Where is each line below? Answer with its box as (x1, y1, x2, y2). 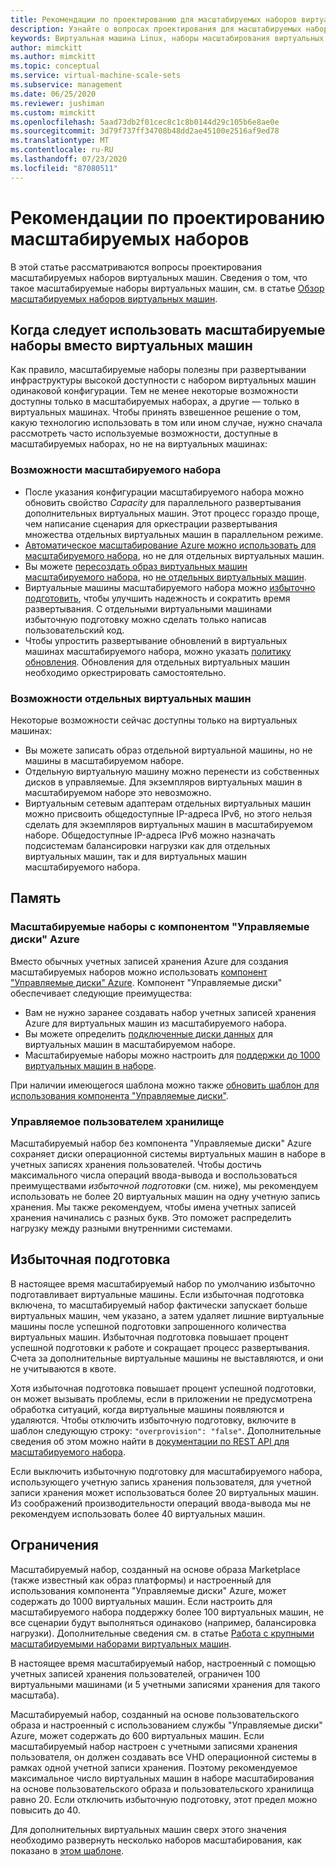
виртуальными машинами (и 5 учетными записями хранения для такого (10, 1678, 321, 1690)
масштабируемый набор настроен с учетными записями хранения (10, 1740, 298, 1752)
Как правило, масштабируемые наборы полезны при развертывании (10, 364, 307, 376)
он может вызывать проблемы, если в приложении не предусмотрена (10, 1392, 313, 1405)
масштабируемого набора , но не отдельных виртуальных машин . (24, 571, 307, 583)
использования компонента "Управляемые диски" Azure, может (10, 1584, 287, 1596)
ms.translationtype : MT (10, 136, 110, 146)
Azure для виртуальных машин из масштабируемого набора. (24, 1017, 287, 1029)
